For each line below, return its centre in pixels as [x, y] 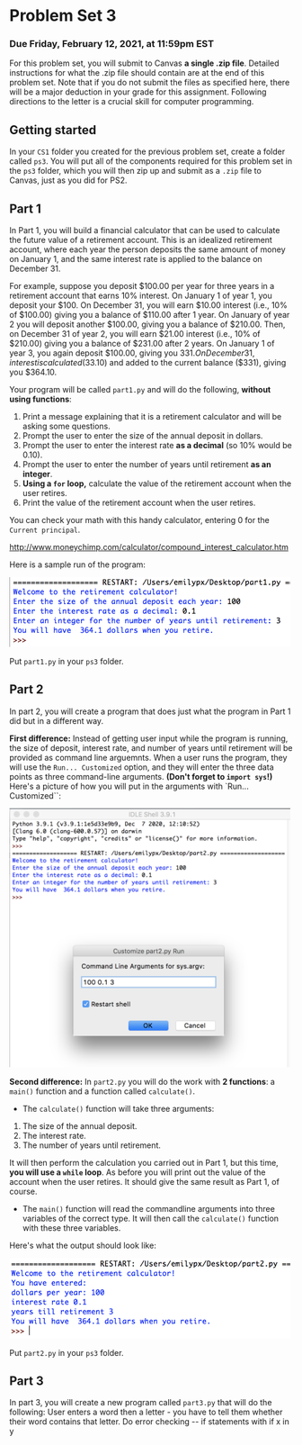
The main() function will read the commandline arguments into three [149, 1209]
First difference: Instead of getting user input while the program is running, [149, 738]
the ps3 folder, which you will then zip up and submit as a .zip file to [136, 171]
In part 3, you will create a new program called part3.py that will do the [141, 1403]
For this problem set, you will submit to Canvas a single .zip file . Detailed [145, 63]
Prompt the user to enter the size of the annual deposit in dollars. [142, 436]
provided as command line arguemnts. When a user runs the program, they [148, 757]
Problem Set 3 [63, 16]
